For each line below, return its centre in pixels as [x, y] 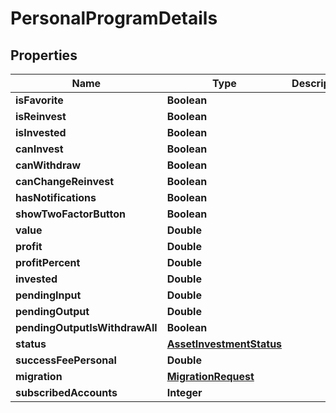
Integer [184, 392]
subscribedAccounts [66, 392]
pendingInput [48, 295]
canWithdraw [48, 165]
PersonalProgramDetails [114, 18]
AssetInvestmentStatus [224, 344]
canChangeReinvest [65, 181]
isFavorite [39, 100]
